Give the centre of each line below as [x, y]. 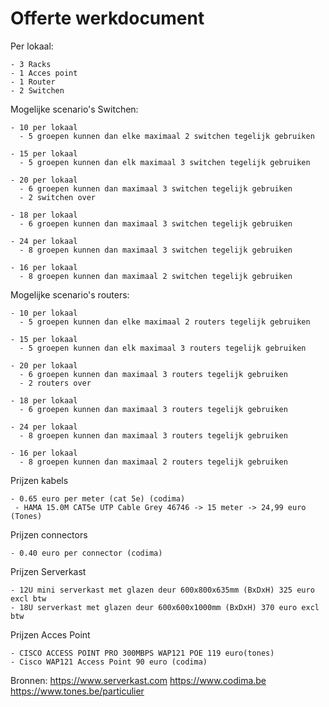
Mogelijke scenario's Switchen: [74, 109]
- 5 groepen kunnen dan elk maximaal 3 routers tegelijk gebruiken [163, 348]
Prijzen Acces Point [50, 634]
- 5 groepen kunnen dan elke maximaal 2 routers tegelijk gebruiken [165, 322]
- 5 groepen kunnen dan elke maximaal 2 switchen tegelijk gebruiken [167, 136]
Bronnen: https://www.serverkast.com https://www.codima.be [138, 680]
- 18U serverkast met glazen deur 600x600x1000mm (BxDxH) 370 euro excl [165, 607]
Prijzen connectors [49, 534]
